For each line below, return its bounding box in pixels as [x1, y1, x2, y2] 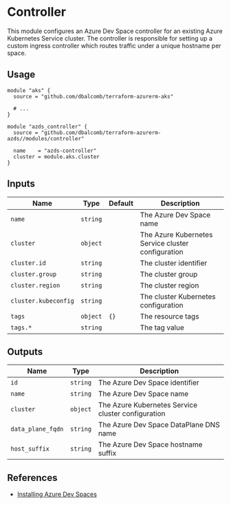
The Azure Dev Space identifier [98, 378, 199, 387]
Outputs [7, 345, 43, 358]
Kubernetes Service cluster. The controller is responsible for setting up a [7, 34, 213, 42]
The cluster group [140, 269, 198, 279]
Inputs [7, 178, 36, 190]
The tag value [140, 323, 184, 332]
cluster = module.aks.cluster [13, 153, 100, 160]
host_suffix [10, 445, 50, 453]
